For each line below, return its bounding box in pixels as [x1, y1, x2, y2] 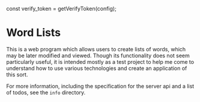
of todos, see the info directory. [6, 89, 86, 96]
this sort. [6, 71, 28, 78]
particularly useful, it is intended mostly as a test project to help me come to [6, 58, 194, 65]
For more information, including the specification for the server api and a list [6, 82, 195, 89]
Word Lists [6, 26, 61, 39]
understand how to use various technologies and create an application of [6, 64, 187, 72]
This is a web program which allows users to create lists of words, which [6, 45, 186, 52]
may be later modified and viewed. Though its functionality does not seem [6, 52, 190, 59]
